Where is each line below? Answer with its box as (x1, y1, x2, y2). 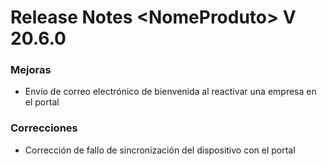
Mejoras (10, 63, 52, 77)
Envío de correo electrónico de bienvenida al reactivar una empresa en (24, 86, 317, 98)
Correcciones (10, 121, 78, 135)
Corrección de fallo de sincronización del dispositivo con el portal (24, 144, 296, 156)
